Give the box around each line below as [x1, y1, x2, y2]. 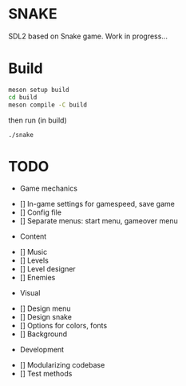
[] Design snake [19, 312, 72, 322]
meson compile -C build [8, 101, 88, 109]
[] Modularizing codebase [19, 360, 105, 370]
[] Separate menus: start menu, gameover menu [19, 216, 178, 226]
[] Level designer [19, 264, 76, 274]
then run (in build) [8, 115, 68, 125]
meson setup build [8, 86, 69, 94]
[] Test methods [19, 369, 73, 379]
